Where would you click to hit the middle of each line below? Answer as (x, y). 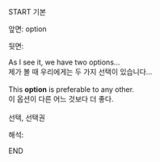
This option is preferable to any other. (72, 89)
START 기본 (27, 12)
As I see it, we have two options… (64, 62)
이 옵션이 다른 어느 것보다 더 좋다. (61, 99)
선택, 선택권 (27, 118)
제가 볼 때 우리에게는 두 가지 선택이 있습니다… (80, 72)
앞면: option (27, 29)
